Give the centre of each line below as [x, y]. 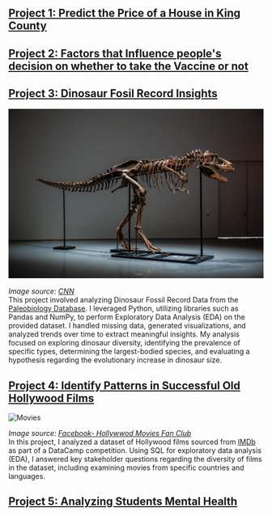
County [28, 26]
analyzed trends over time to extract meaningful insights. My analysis [124, 334]
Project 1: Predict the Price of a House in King [125, 13]
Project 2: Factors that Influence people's [115, 53]
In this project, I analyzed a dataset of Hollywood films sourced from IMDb [132, 442]
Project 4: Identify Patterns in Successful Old [125, 385]
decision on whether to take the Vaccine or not [128, 66]
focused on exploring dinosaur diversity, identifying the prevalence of [124, 343]
